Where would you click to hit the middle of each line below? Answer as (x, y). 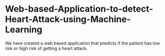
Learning (24, 30)
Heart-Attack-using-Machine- (68, 19)
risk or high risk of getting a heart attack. (46, 48)
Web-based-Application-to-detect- (79, 9)
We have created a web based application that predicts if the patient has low (82, 43)
